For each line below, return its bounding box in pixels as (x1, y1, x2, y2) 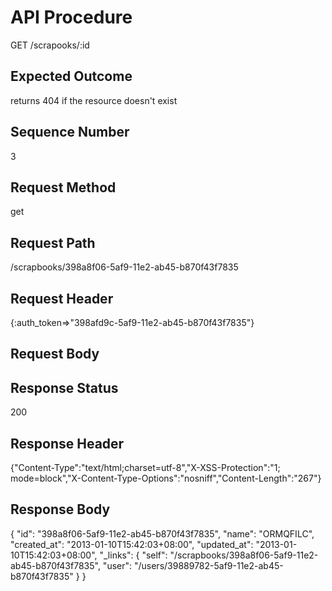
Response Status (10, 379, 119, 396)
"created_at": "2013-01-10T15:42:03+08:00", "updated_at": (10, 538, 254, 550)
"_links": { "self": (99, 549, 168, 561)
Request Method (10, 179, 117, 196)
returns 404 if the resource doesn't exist (10, 94, 178, 106)
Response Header (10, 435, 125, 452)
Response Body (10, 501, 111, 518)
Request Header (10, 290, 114, 307)
